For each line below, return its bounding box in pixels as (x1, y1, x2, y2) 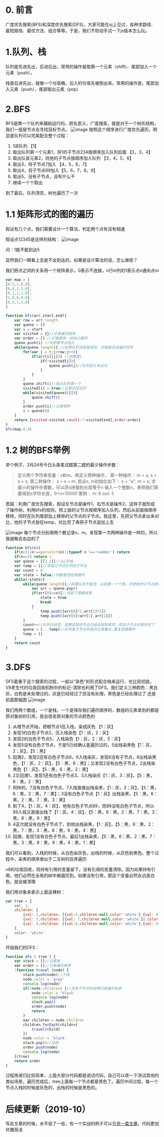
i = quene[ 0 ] (23, 409, 50, 413)
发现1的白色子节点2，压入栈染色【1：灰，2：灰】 (12, 729, 111, 735)
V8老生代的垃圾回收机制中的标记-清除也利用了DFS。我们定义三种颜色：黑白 (5, 684, 158, 690)
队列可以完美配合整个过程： (14, 132, 70, 138)
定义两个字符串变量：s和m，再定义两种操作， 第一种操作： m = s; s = (17, 472, 157, 478)
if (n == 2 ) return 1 (14, 555, 52, 559)
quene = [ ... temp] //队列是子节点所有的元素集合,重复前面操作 (23, 627, 136, 632)
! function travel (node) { (14, 968, 69, 973)
